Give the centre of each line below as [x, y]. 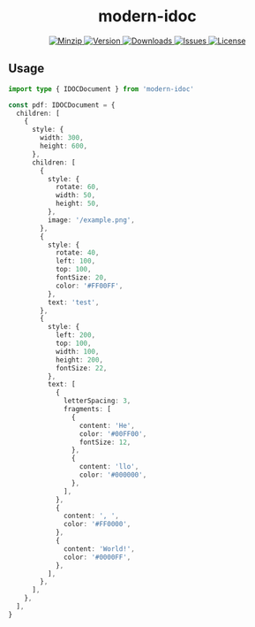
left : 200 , [75, 335]
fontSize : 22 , [81, 368]
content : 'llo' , [109, 467]
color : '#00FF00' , [113, 434]
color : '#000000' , [113, 475]
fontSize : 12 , [105, 442]
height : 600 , [64, 146]
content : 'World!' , [100, 549]
